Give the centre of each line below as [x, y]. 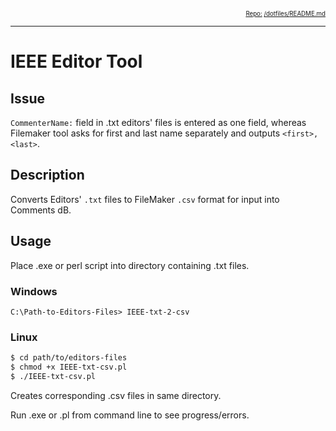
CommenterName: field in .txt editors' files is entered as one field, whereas [158, 122]
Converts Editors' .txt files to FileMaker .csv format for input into [145, 199]
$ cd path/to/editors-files [69, 358]
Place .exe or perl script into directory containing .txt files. [130, 265]
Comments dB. [41, 210]
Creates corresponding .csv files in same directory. [116, 395]
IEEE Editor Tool [76, 61]
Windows [34, 291]
